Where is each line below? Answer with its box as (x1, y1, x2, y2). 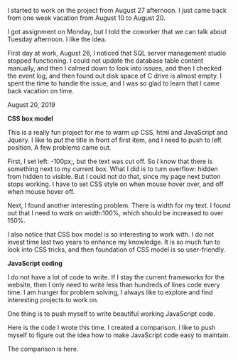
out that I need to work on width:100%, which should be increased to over (7, 209, 224, 217)
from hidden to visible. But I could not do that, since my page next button (7, 173, 221, 180)
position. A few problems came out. (7, 143, 112, 152)
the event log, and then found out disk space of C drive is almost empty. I (7, 71, 222, 80)
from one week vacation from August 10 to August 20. (7, 14, 166, 22)
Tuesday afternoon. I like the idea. (7, 35, 107, 43)
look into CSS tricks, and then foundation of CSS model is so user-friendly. (7, 245, 226, 254)
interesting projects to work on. (7, 296, 99, 304)
